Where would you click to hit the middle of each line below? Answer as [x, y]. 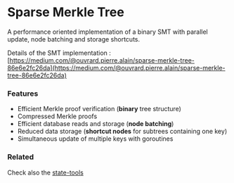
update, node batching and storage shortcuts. [74, 39]
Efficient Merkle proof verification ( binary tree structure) [99, 109]
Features [23, 94]
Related [21, 157]
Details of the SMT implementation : [59, 53]
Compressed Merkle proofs [57, 116]
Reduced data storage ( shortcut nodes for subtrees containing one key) [122, 132]
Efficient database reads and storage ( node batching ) [96, 124]
